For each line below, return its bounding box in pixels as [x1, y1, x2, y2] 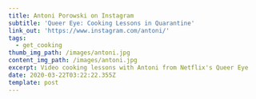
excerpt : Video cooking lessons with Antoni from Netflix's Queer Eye [8, 64, 249, 72]
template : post [8, 78, 59, 86]
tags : [8, 34, 26, 42]
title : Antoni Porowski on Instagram [8, 11, 134, 20]
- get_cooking [15, 42, 62, 49]
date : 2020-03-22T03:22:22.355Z [8, 71, 116, 79]
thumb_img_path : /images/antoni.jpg [8, 49, 130, 57]
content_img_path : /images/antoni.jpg [8, 57, 138, 65]
